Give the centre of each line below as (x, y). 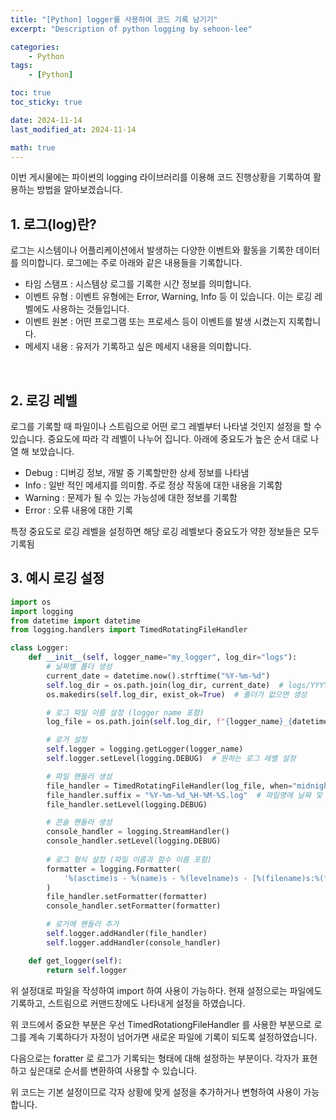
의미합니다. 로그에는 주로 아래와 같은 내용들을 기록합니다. (131, 263)
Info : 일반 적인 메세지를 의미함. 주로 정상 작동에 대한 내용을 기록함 (153, 485)
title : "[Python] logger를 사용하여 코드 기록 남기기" (114, 19)
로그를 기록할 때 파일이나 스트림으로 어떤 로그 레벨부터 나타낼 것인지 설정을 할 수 (166, 426)
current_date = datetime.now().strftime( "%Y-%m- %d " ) (158, 676)
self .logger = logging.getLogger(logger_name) (145, 749)
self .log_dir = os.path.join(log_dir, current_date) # (165, 685)
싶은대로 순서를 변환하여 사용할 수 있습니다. (113, 1070)
